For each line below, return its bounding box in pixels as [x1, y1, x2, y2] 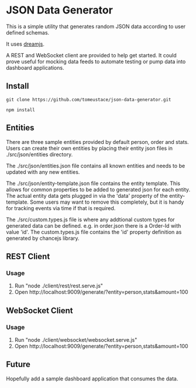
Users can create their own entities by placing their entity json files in [6, 145, 173, 152]
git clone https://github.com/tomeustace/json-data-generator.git [6, 97, 171, 102]
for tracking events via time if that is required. [6, 204, 116, 211]
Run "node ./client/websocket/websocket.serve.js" [14, 336, 137, 343]
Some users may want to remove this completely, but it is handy [30, 198, 184, 205]
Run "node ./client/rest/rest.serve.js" [14, 282, 104, 290]
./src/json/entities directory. [6, 150, 73, 158]
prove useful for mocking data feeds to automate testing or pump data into [6, 58, 186, 65]
